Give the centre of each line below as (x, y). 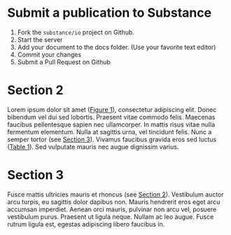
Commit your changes (49, 55)
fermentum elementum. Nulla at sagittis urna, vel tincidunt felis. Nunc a (110, 131)
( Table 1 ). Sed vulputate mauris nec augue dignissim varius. (93, 147)
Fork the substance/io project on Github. (76, 32)
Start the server (40, 39)
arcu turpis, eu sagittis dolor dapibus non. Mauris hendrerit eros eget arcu (114, 201)
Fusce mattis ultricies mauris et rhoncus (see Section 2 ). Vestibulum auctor (115, 194)
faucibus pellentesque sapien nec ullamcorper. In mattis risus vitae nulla (111, 124)
